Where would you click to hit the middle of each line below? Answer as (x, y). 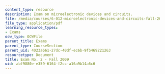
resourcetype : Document (29, 55)
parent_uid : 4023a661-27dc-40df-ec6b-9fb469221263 (58, 50)
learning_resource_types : (31, 28)
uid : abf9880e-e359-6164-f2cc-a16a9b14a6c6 (50, 64)
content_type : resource (29, 9)
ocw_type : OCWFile (24, 37)
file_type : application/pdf (34, 23)
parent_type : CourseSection (34, 46)
